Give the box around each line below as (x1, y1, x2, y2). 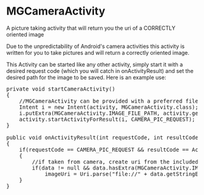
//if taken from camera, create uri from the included (32, 158, 199, 165)
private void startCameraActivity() (6, 85, 115, 92)
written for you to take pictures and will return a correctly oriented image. (6, 49, 190, 56)
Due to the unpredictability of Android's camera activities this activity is (6, 43, 185, 50)
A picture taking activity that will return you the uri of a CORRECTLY (6, 24, 176, 32)
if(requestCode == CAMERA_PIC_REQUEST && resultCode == (19, 146, 189, 153)
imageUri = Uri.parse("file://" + (44, 170, 148, 177)
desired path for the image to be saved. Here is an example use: (6, 74, 166, 81)
